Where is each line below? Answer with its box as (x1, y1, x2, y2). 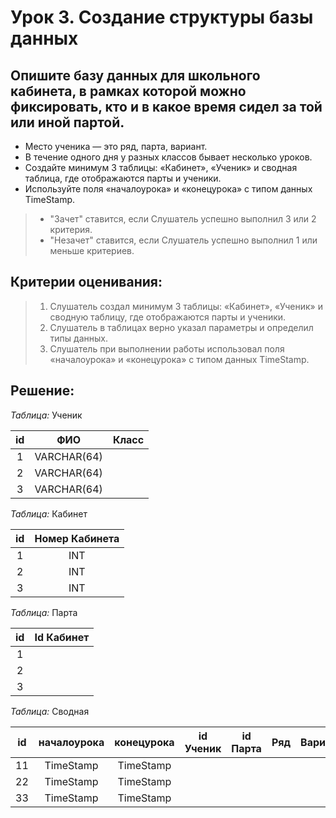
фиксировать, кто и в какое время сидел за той (10, 98, 323, 115)
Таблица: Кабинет (10, 507, 88, 520)
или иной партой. (10, 114, 125, 131)
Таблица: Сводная (10, 705, 90, 717)
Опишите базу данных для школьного (10, 67, 261, 84)
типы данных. (49, 332, 108, 344)
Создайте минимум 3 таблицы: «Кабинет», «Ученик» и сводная (24, 162, 298, 173)
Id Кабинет (34, 630, 90, 644)
